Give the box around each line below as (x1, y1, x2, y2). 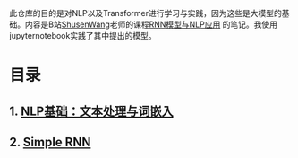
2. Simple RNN (9, 134, 91, 150)
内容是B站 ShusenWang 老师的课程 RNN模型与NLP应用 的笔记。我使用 (24, 19, 278, 30)
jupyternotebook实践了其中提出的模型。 (9, 31, 157, 40)
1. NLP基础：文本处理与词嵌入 (9, 103, 174, 118)
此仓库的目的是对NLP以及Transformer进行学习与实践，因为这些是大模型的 (9, 8, 282, 18)
